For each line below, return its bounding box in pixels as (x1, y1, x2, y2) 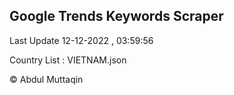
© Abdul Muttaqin (9, 73, 84, 85)
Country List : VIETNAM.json (9, 54, 127, 66)
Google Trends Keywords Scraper (9, 8, 224, 25)
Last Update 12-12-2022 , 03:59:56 (9, 34, 154, 46)
